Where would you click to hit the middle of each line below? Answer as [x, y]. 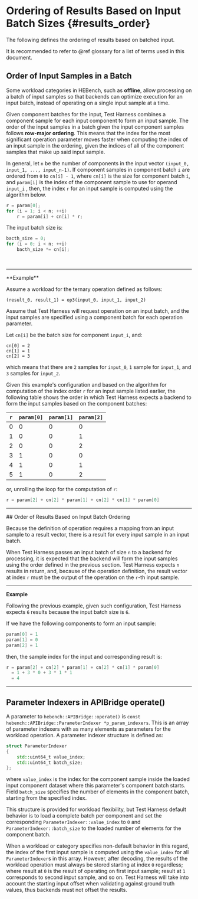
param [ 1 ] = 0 [22, 640]
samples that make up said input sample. [56, 152]
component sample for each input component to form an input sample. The [97, 120]
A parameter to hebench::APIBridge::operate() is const [73, 716]
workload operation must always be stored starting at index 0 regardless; [95, 865]
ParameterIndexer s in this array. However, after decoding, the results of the [97, 859]
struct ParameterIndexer [37, 746]
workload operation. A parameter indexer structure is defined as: [85, 735]
